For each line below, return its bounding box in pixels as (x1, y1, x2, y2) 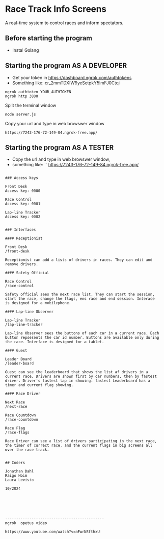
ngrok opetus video (5, 521, 48, 526)
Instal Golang (12, 47, 39, 53)
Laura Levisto (5, 477, 34, 483)
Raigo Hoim (5, 473, 27, 478)
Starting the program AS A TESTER (5, 143, 114, 151)
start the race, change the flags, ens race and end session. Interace (5, 296, 155, 301)
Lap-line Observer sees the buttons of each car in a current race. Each (5, 331, 160, 336)
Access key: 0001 (5, 201, 41, 207)
